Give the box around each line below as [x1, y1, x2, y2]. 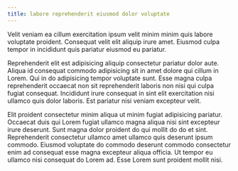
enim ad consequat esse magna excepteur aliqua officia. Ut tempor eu [7, 148, 213, 156]
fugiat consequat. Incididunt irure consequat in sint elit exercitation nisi [7, 89, 215, 97]
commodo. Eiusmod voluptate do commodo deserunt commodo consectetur [7, 140, 232, 149]
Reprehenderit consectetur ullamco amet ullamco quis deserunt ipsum [7, 133, 213, 141]
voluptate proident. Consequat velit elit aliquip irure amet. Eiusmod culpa [7, 37, 220, 46]
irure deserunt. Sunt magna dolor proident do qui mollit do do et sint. [7, 125, 208, 133]
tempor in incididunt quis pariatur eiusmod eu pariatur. [7, 45, 167, 53]
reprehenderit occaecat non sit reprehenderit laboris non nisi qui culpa [7, 81, 215, 89]
